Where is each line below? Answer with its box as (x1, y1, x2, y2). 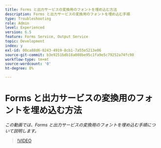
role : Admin (5, 20, 29, 26)
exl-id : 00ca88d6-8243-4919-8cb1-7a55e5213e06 (5, 48, 101, 53)
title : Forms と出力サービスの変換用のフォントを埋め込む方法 (5, 7, 117, 12)
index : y (5, 43, 23, 48)
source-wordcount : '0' (5, 61, 51, 66)
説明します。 (13, 128, 39, 134)
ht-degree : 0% (5, 66, 34, 71)
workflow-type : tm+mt (5, 57, 49, 62)
